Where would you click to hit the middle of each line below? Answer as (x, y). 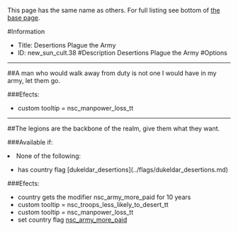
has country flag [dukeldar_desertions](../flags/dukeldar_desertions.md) (123, 170)
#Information (26, 32)
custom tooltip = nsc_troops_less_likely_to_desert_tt (93, 204)
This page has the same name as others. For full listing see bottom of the (114, 10)
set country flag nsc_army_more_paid (72, 220)
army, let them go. (34, 80)
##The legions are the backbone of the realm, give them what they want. (114, 128)
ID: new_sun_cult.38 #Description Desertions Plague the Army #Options (123, 53)
